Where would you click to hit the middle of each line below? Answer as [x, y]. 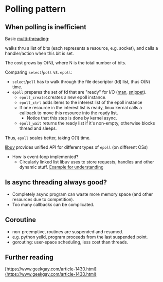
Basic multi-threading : [27, 39]
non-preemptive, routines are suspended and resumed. [67, 232]
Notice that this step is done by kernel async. [72, 118]
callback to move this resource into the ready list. [69, 113]
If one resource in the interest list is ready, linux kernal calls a [81, 108]
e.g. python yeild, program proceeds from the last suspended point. [80, 237]
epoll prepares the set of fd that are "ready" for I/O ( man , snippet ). [79, 92]
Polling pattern [36, 9]
